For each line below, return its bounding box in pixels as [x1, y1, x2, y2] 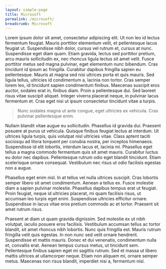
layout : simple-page [5, 7, 48, 12]
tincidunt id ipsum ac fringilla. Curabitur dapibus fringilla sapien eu [5, 67, 141, 73]
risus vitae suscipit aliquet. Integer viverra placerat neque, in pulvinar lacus [5, 93, 159, 99]
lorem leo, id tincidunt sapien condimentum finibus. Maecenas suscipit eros [5, 83, 160, 89]
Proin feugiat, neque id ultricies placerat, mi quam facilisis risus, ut [5, 190, 141, 196]
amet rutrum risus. [5, 206, 43, 212]
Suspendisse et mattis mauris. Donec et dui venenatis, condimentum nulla [5, 237, 157, 243]
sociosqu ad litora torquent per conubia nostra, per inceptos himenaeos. [5, 139, 153, 145]
